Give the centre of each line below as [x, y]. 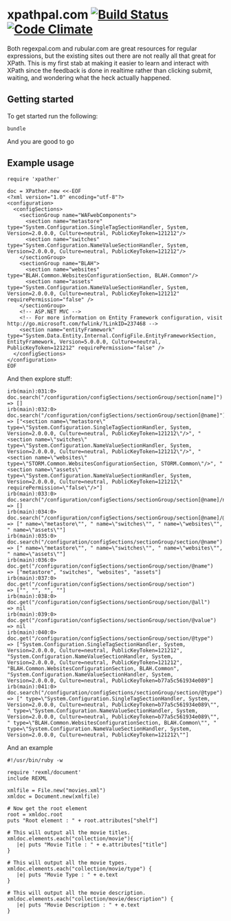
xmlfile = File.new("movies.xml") [57, 790]
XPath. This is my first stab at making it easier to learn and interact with [108, 63]
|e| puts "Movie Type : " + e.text [67, 875]
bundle [16, 128]
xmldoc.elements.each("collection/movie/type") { [80, 869]
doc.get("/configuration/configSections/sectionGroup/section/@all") [109, 602]
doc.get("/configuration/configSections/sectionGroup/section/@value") [112, 620]
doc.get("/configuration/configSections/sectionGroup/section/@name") [110, 566]
